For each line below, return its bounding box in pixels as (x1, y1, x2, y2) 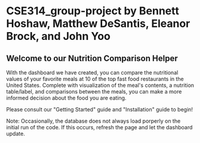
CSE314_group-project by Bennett (6, 4, 179, 18)
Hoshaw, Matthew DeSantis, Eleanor (6, 17, 190, 30)
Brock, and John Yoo (6, 30, 111, 43)
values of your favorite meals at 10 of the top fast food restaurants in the (6, 76, 184, 82)
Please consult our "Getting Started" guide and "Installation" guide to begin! (6, 106, 193, 113)
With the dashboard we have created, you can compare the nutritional (6, 69, 179, 76)
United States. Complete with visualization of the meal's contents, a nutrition (6, 82, 195, 89)
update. (6, 130, 25, 137)
